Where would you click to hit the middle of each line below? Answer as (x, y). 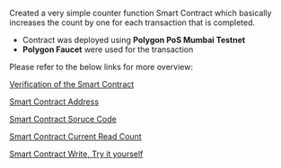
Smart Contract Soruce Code (63, 119)
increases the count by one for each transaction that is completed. (132, 22)
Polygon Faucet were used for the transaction (108, 49)
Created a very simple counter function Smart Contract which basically (140, 13)
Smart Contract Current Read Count (75, 137)
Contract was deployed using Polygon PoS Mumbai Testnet (134, 40)
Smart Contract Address (54, 102)
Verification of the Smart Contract (72, 84)
